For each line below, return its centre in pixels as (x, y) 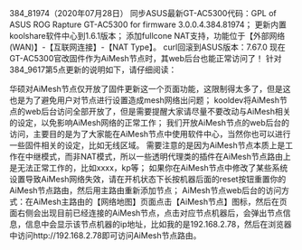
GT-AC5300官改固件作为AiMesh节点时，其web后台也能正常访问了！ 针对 (146, 58)
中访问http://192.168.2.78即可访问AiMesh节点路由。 (105, 236)
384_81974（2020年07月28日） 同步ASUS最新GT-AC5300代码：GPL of (143, 13)
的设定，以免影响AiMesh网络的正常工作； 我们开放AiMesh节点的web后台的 (150, 123)
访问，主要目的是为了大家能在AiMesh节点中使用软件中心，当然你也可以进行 (150, 134)
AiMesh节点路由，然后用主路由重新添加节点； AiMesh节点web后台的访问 (146, 190)
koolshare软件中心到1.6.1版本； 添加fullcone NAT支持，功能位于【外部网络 (147, 36)
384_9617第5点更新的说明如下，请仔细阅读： (93, 69)
